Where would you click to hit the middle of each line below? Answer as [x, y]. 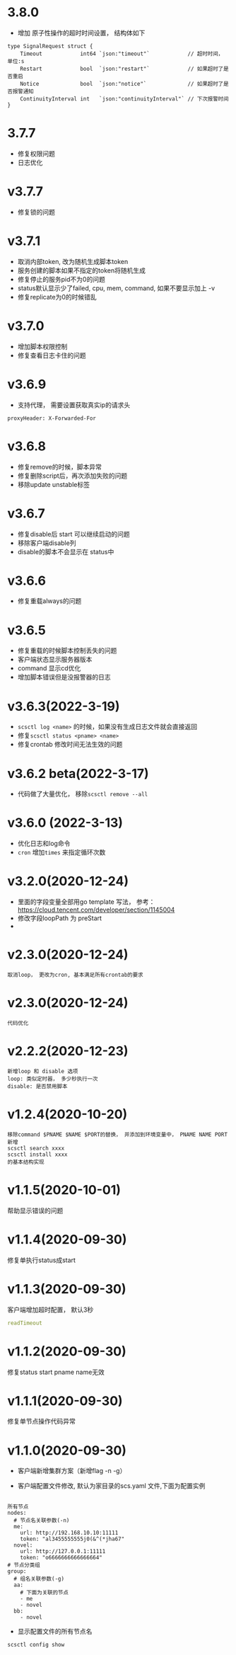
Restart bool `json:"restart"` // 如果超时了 [122, 69]
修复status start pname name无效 [56, 1372]
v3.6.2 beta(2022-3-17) [78, 773]
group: [17, 1571]
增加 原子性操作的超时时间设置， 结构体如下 [81, 33]
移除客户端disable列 [47, 543]
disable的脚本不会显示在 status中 [66, 551]
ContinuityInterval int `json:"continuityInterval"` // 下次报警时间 [124, 99]
